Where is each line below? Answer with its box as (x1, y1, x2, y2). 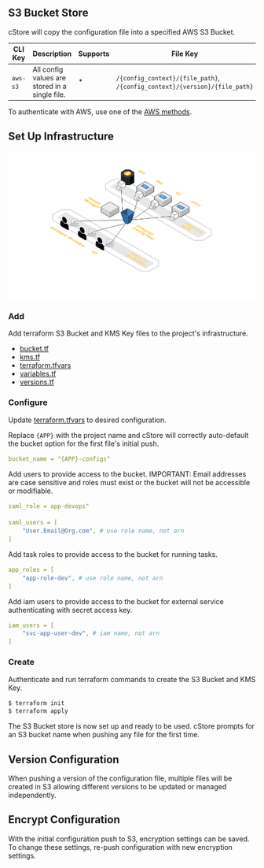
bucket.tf (19, 344, 49, 354)
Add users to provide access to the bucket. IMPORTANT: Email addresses (8, 469, 247, 479)
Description (32, 49, 72, 58)
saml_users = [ (8, 519, 58, 527)
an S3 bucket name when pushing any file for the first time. (8, 730, 200, 740)
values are (32, 72, 67, 82)
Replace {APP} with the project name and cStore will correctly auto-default (8, 430, 249, 440)
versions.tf (19, 377, 55, 387)
